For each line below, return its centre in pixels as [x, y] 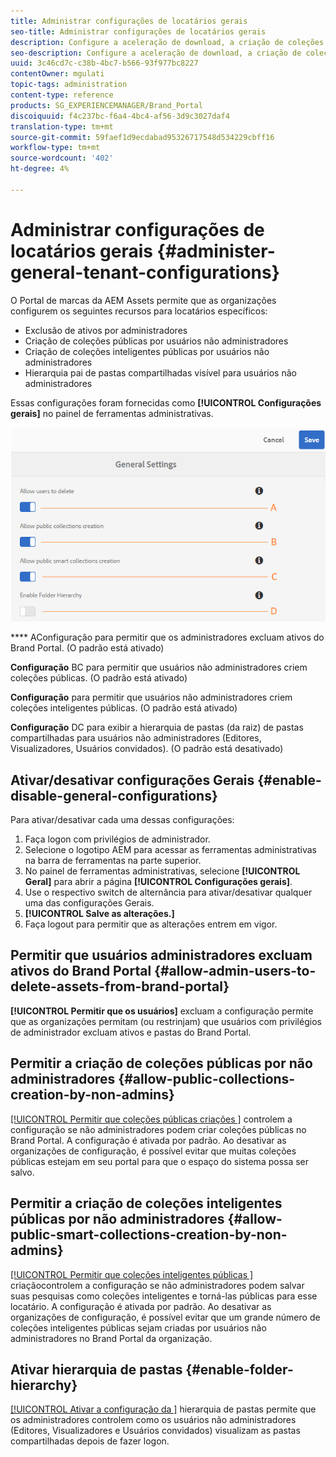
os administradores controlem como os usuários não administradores [153, 1420]
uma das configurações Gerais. [89, 903]
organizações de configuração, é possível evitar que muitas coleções [153, 1151]
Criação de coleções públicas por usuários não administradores [156, 341]
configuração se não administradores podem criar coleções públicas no [158, 1129]
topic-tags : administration [69, 85]
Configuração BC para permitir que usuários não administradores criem [159, 667]
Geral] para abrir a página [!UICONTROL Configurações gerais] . [158, 882]
